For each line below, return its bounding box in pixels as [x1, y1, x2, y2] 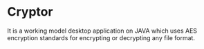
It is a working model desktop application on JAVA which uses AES [7, 27, 198, 35]
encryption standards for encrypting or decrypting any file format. [7, 33, 196, 42]
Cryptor [7, 4, 53, 20]
